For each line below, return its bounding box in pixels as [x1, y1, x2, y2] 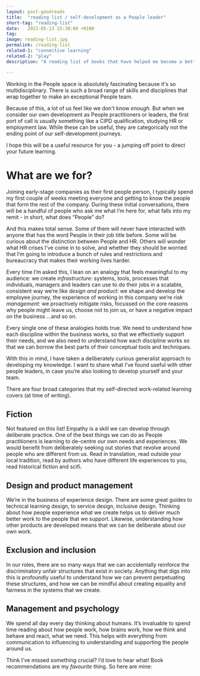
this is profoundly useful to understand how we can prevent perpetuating [6, 573, 186, 581]
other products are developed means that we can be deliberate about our [6, 521, 186, 529]
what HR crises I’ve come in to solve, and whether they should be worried [6, 244, 187, 251]
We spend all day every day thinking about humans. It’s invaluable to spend [6, 619, 190, 626]
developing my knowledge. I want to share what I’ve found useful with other [6, 362, 192, 369]
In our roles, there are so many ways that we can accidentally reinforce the [6, 561, 189, 568]
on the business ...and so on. [6, 313, 77, 320]
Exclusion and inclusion [6, 545, 96, 555]
